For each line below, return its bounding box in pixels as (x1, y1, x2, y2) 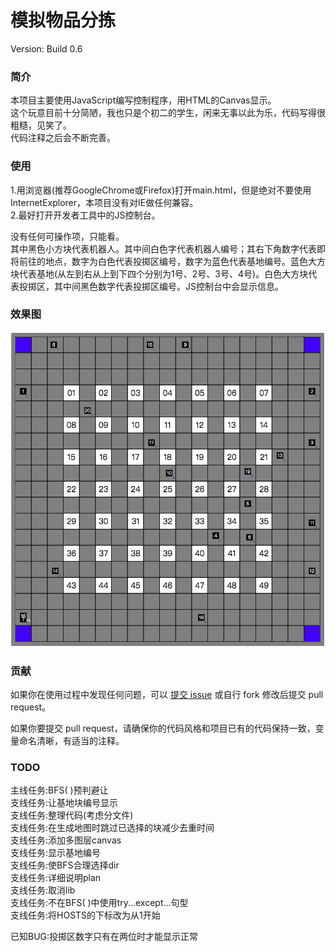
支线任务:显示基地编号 (10, 847, 102, 859)
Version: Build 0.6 (10, 42, 83, 55)
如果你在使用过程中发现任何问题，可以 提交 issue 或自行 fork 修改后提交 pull (10, 689, 324, 701)
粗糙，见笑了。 (10, 119, 72, 131)
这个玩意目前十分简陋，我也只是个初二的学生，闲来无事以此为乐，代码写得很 (10, 107, 326, 119)
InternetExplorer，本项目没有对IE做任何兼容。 (10, 196, 199, 208)
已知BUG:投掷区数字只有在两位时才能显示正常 (10, 931, 199, 943)
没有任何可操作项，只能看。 (10, 230, 125, 242)
